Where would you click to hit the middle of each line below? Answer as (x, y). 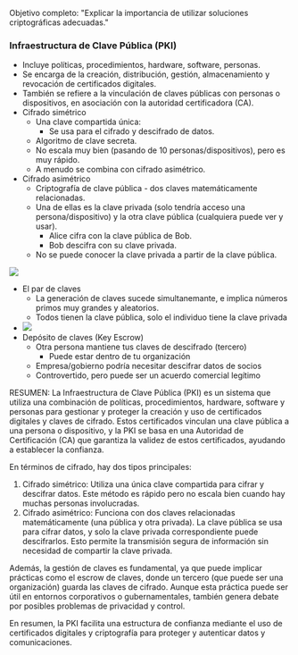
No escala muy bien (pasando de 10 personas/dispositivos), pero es (160, 150)
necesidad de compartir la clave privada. (97, 551)
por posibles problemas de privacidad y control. (97, 606)
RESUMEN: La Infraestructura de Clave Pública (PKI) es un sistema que (140, 393)
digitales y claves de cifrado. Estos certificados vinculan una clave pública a (149, 421)
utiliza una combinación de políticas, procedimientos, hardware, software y (147, 402)
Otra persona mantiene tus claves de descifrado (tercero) (141, 347)
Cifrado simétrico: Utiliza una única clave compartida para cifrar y (143, 484)
